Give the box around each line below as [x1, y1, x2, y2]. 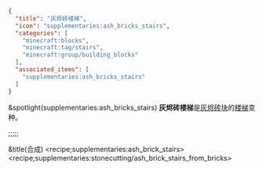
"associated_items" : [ [15, 66, 89, 74]
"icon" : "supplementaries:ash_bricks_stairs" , [15, 22, 170, 30]
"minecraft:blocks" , [22, 36, 89, 45]
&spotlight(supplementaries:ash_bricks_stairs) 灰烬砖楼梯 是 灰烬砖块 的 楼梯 [8, 103, 249, 112]
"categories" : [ [15, 29, 68, 37]
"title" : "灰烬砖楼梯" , [15, 14, 87, 23]
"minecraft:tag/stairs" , [22, 44, 104, 52]
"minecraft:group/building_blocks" [22, 51, 139, 59]
